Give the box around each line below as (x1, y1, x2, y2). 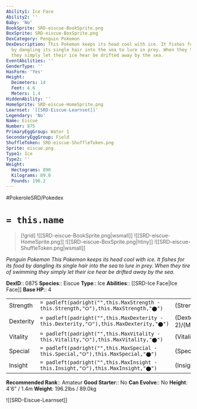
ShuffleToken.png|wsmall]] (20, 244, 86, 252)
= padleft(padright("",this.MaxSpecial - (40, 344, 157, 351)
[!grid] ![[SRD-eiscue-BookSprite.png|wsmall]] (20, 232, 133, 239)
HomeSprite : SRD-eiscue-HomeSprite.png (6, 101, 104, 108)
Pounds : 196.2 (11, 178, 46, 184)
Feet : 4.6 (11, 85, 35, 91)
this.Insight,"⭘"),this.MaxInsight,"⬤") (40, 365, 157, 371)
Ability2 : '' (6, 14, 38, 20)
